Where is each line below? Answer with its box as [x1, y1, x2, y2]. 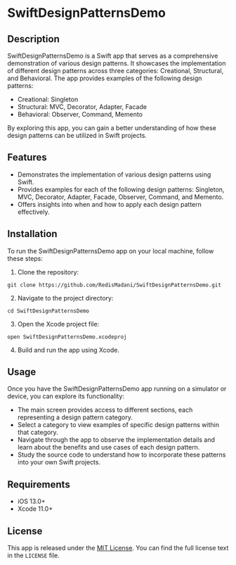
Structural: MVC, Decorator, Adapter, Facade [17, 103, 147, 110]
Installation [7, 228, 58, 240]
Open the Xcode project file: [17, 319, 100, 328]
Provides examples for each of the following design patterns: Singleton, [17, 185, 225, 193]
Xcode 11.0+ [17, 504, 53, 513]
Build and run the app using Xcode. [17, 345, 119, 354]
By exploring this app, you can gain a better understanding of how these [7, 124, 216, 132]
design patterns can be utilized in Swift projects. [7, 132, 147, 139]
